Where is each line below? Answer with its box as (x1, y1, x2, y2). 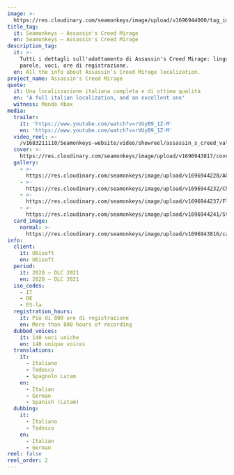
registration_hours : (13, 308, 73, 316)
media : (7, 107, 26, 114)
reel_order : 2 (7, 457, 49, 464)
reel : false (7, 451, 42, 458)
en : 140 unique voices (19, 341, 86, 348)
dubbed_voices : (13, 327, 58, 334)
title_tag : (7, 23, 39, 30)
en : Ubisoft (19, 256, 54, 263)
